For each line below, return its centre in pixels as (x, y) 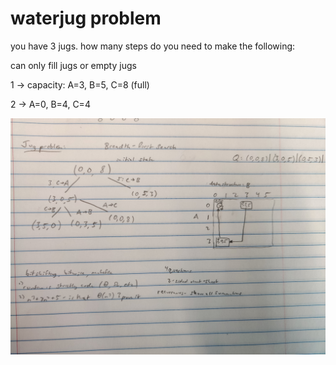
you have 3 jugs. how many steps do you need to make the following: (153, 46)
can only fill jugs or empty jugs (73, 65)
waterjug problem (86, 18)
